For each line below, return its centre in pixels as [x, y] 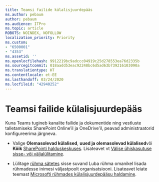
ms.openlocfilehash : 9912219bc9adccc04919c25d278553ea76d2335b [72, 61]
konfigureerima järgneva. [31, 133]
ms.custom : [16, 42]
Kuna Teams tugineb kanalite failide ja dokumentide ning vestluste [73, 122]
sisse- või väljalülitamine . [38, 153]
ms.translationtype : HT [30, 70]
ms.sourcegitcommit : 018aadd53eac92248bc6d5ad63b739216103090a [72, 65]
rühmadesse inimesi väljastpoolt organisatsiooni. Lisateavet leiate [80, 168]
